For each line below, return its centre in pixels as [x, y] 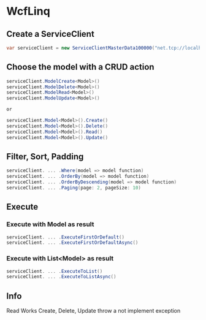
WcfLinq [28, 11]
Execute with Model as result [50, 224]
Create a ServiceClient [51, 34]
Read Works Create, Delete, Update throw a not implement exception [93, 311]
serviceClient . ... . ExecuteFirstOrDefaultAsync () [72, 243]
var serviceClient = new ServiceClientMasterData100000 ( [81, 48]
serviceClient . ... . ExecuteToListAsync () [61, 277]
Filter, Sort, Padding [45, 157]
